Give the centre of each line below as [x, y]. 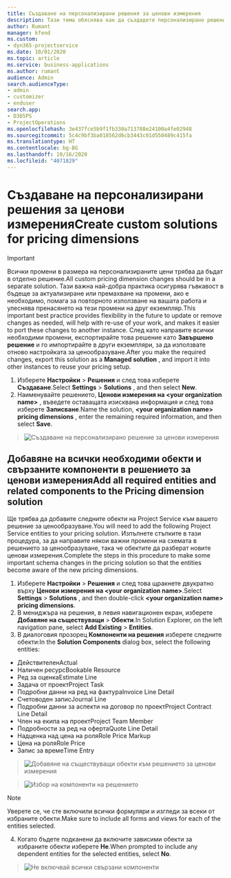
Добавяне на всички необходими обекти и [104, 459]
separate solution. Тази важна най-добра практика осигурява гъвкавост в [115, 286]
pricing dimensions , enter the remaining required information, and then [119, 416]
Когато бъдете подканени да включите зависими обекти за [104, 839]
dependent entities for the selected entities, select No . [94, 854]
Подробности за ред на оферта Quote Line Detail [87, 728]
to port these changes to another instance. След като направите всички [111, 330]
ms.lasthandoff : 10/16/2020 [47, 155]
